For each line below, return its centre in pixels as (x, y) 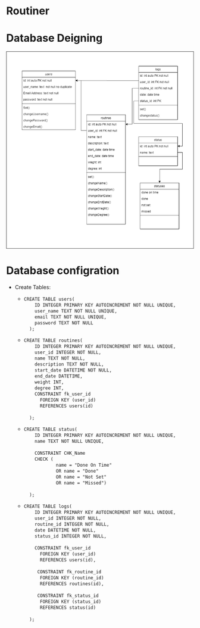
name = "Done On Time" (84, 465)
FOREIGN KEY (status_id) (71, 602)
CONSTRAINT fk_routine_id (69, 572)
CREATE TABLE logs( (48, 507)
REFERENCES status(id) (68, 608)
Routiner (28, 11)
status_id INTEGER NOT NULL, (71, 536)
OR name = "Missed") (81, 483)
